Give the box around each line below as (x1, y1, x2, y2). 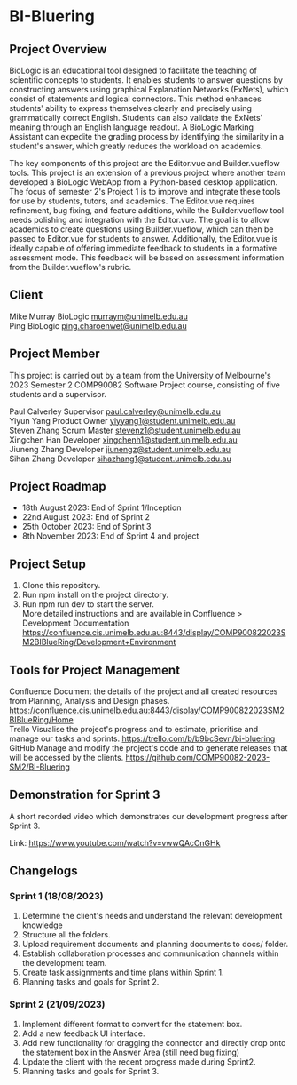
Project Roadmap (9, 479, 106, 494)
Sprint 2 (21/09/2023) (9, 998, 106, 1010)
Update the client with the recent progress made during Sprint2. (21, 1056, 256, 1067)
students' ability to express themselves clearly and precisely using (9, 103, 253, 113)
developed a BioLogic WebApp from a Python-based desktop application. (9, 177, 278, 187)
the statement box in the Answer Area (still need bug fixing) (21, 1047, 240, 1057)
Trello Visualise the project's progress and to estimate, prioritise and (9, 724, 259, 735)
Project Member (9, 347, 100, 362)
